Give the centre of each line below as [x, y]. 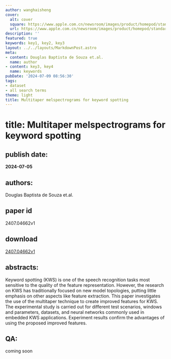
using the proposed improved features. [46, 323]
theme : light [19, 95]
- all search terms [26, 90]
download [21, 239]
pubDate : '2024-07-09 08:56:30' [39, 76]
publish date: [27, 154]
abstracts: [22, 267]
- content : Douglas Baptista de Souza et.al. [54, 57]
